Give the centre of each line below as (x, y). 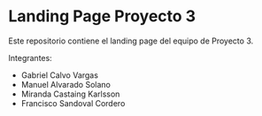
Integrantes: (30, 58)
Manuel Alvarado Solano (66, 84)
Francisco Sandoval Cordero (73, 103)
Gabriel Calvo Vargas (60, 75)
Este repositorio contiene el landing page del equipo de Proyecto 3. (131, 41)
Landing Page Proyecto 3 (102, 16)
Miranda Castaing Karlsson (70, 94)
